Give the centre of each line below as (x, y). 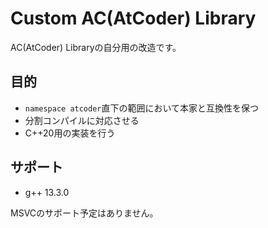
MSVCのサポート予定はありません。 (84, 213)
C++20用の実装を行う (70, 133)
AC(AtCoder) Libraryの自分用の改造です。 (96, 47)
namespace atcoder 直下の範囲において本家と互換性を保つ (142, 108)
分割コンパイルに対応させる (82, 120)
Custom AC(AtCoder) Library (133, 18)
